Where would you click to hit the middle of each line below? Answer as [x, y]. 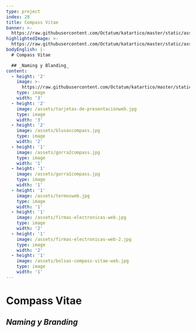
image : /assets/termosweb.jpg [53, 196]
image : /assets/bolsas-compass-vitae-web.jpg [73, 261]
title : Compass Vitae [32, 22]
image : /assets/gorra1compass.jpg [58, 174]
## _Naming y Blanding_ [40, 65]
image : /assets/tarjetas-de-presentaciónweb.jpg [77, 109]
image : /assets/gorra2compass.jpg [58, 152]
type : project [23, 11]
